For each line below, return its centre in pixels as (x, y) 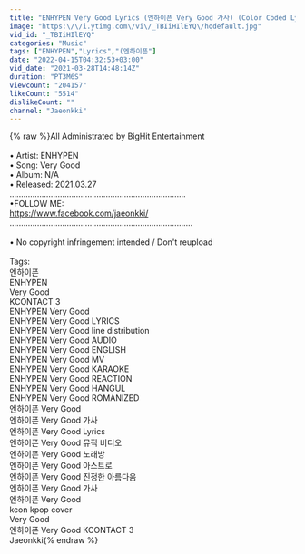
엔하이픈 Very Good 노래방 (58, 454)
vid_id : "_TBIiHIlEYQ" (52, 34)
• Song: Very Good (45, 165)
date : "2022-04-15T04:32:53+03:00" (77, 60)
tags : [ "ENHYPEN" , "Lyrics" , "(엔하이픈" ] (83, 52)
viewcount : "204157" (49, 85)
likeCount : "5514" (44, 93)
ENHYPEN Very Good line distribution (79, 331)
